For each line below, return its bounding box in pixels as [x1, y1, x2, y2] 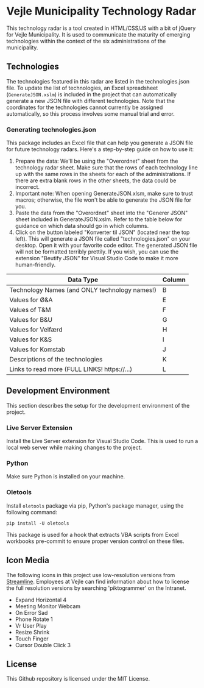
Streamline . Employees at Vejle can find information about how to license [6, 578, 190, 585]
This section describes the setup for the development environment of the [6, 402, 190, 409]
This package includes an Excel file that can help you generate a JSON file [6, 139, 194, 147]
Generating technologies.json [6, 125, 96, 133]
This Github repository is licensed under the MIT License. [6, 675, 150, 683]
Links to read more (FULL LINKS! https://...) [9, 365, 133, 374]
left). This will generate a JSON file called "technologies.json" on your [15, 235, 191, 243]
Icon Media [6, 555, 50, 566]
